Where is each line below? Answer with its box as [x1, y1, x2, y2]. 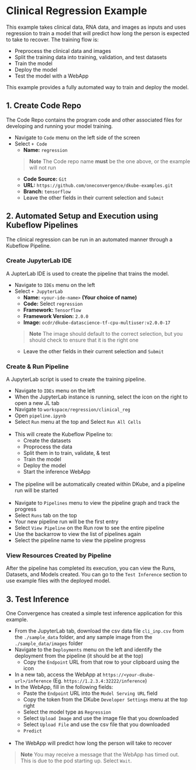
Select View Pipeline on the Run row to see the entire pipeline [14, 524, 165, 532]
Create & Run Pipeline [6, 362, 69, 370]
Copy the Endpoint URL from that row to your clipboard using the [23, 658, 180, 666]
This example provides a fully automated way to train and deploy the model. [6, 83, 189, 90]
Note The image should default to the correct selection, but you [29, 330, 183, 337]
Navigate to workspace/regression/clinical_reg [14, 406, 130, 413]
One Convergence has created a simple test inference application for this [6, 610, 183, 617]
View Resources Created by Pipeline [6, 552, 112, 560]
